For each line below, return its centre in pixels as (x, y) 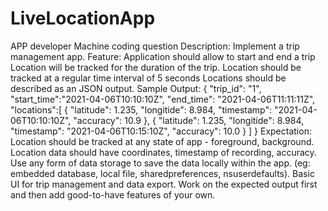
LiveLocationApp (83, 18)
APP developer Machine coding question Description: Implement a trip (155, 46)
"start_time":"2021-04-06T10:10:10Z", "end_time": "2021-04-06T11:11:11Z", (163, 99)
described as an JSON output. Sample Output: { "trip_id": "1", (136, 88)
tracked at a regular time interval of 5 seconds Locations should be (148, 78)
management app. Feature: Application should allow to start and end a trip (163, 56)
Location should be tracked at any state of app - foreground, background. (162, 141)
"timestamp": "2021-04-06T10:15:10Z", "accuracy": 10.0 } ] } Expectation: (161, 131)
